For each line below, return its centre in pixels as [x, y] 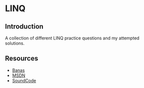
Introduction [24, 26]
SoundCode [24, 80]
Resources [22, 59]
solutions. [15, 43]
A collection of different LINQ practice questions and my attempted [72, 38]
